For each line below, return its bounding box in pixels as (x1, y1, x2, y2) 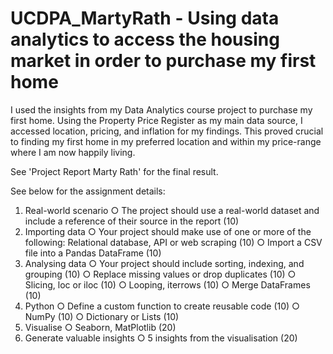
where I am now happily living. (10, 146, 136, 158)
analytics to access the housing (10, 28, 280, 51)
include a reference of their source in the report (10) (24, 215, 240, 227)
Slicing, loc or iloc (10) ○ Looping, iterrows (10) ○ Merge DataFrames (24, 278, 311, 291)
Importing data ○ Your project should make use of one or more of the (24, 225, 312, 237)
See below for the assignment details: (10, 185, 166, 197)
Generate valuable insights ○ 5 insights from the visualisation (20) (24, 332, 298, 344)
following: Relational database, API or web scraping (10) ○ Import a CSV (24, 236, 323, 248)
